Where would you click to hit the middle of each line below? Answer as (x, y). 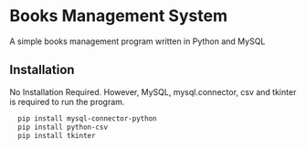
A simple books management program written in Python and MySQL (137, 41)
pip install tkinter (57, 135)
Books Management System (119, 16)
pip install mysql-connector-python (87, 118)
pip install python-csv (63, 127)
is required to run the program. (67, 101)
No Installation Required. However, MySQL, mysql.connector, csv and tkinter (153, 91)
